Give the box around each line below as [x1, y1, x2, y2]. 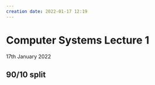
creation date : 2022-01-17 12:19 [6, 8, 88, 15]
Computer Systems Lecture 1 [6, 33, 150, 47]
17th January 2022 [6, 53, 51, 60]
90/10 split [6, 69, 46, 79]
